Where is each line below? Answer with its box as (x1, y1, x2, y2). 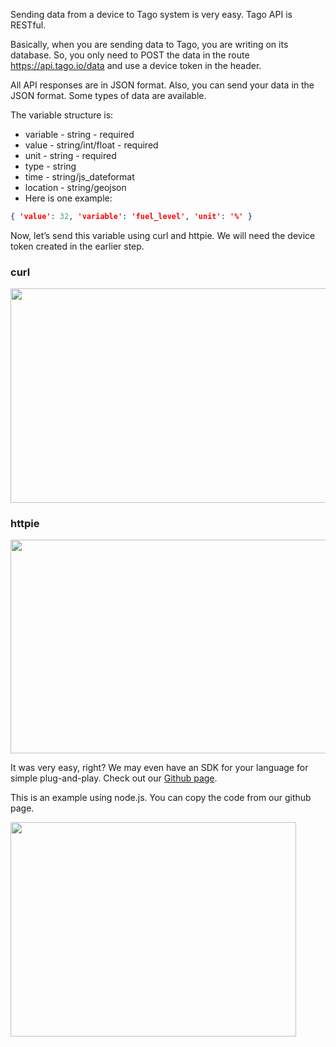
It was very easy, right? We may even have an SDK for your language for (10, 762, 309, 774)
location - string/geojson (24, 182, 127, 193)
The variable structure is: (10, 109, 114, 121)
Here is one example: (24, 192, 113, 204)
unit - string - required (24, 150, 117, 161)
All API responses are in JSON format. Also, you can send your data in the (10, 79, 315, 91)
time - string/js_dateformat (24, 171, 135, 183)
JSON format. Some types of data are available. (10, 90, 207, 101)
